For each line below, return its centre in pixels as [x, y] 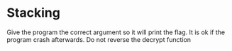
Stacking [34, 13]
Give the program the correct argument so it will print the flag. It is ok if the [116, 32]
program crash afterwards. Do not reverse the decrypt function [99, 39]
